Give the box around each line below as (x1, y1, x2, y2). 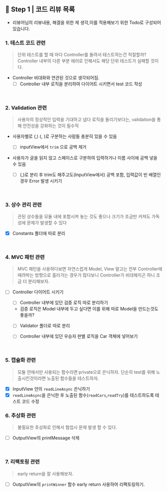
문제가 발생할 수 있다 (26, 220, 67, 226)
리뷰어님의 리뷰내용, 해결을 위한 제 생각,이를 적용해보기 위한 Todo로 (12, 19, 144, 25)
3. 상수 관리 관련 (5, 201, 42, 208)
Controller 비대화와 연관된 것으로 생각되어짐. (12, 75, 100, 81)
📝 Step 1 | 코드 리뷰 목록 (5, 5, 75, 14)
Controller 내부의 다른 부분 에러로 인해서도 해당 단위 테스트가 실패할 (17, 58, 150, 64)
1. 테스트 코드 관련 (5, 39, 46, 46)
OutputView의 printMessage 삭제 (12, 435, 80, 441)
